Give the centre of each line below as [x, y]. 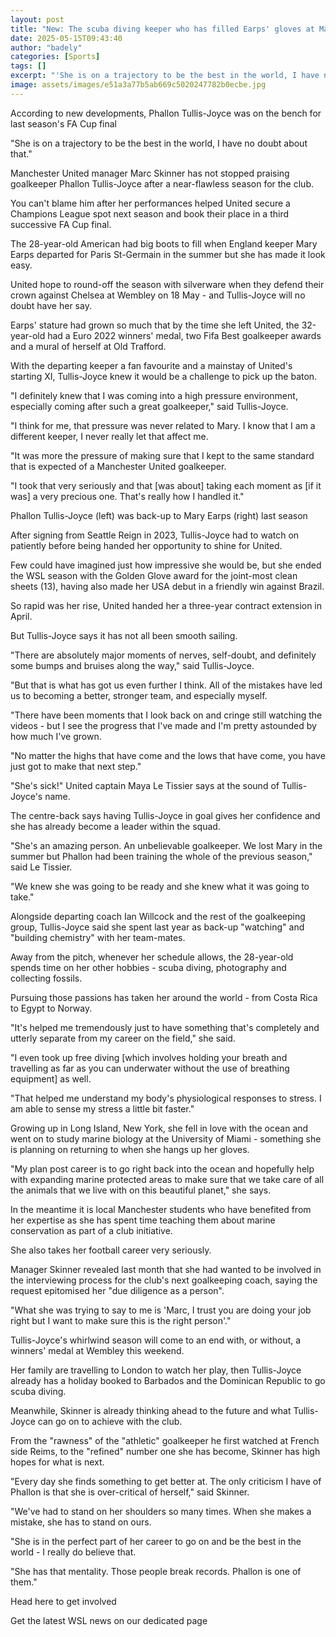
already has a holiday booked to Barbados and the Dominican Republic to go [168, 1380]
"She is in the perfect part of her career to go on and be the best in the [156, 1541]
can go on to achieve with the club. [110, 1421]
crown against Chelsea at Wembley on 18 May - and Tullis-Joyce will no [158, 295]
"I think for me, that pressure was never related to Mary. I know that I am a [163, 425]
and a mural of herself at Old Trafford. [88, 346]
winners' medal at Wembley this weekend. [97, 1350]
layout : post [37, 19]
